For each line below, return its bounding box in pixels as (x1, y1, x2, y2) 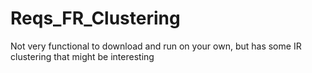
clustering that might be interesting (10, 50, 155, 62)
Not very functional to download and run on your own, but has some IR (10, 40, 302, 52)
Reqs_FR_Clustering (10, 7, 181, 30)
